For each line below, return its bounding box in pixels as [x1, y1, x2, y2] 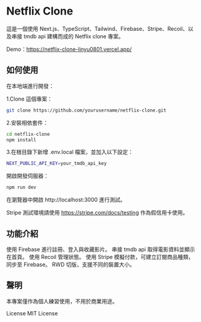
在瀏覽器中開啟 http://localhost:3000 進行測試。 [6, 196, 126, 204]
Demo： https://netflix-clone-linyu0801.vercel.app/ [6, 45, 132, 53]
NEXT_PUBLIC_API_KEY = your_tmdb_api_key [6, 161, 107, 167]
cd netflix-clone [6, 131, 50, 137]
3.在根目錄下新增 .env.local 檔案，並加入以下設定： [6, 149, 133, 156]
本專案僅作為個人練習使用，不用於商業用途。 [6, 297, 118, 304]
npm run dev [6, 184, 36, 190]
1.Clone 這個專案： [6, 95, 53, 102]
